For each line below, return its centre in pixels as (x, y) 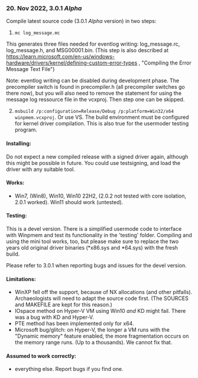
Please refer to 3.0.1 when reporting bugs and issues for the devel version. (97, 265)
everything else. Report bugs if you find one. (69, 369)
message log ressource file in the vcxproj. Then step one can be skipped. (95, 99)
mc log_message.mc (37, 33)
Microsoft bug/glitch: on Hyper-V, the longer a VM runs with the (92, 330)
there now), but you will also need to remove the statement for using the (94, 93)
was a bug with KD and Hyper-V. (54, 317)
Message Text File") (30, 69)
